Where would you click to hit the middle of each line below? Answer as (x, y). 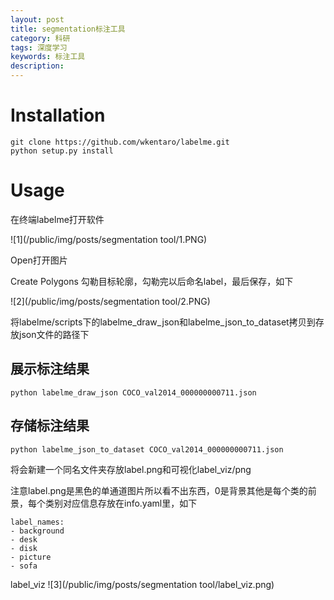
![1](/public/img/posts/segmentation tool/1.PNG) (109, 239)
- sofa (24, 566)
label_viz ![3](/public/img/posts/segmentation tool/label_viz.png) (142, 584)
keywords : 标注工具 (48, 57)
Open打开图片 (39, 260)
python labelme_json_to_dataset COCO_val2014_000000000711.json (147, 449)
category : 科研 (40, 38)
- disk (24, 548)
